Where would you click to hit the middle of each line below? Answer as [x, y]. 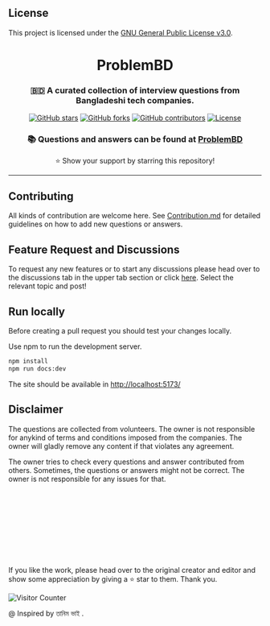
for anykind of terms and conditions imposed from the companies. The [125, 437]
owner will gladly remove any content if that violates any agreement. [121, 446]
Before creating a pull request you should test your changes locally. [120, 331]
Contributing [41, 196]
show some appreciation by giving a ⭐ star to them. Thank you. [113, 578]
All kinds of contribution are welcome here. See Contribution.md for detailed [135, 216]
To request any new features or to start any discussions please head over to [134, 269]
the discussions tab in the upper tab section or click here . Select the [121, 278]
